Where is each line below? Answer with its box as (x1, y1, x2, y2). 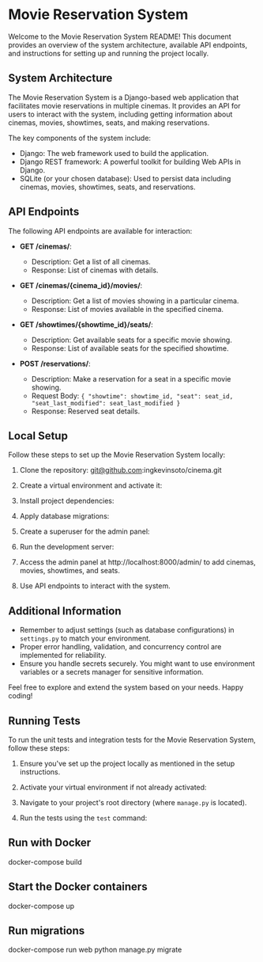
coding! (8, 691, 33, 701)
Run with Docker (8, 836, 92, 850)
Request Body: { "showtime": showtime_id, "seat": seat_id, (31, 390, 234, 401)
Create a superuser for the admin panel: (19, 527, 150, 536)
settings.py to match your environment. (19, 633, 152, 643)
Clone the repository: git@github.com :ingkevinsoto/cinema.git (19, 466, 222, 475)
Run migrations (8, 924, 85, 937)
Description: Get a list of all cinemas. (31, 257, 152, 266)
